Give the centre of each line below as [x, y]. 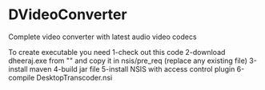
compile [22, 77]
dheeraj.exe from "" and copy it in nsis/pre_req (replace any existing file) [128, 61]
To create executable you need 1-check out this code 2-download [117, 52]
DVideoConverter [68, 15]
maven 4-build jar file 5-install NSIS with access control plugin [132, 68]
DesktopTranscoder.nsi [74, 77]
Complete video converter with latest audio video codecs [103, 37]
